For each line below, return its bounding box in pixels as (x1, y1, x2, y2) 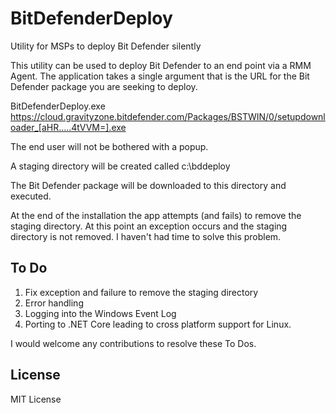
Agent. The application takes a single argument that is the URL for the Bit (10, 70, 310, 82)
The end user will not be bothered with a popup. (10, 140, 209, 152)
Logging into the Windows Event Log (24, 307, 177, 319)
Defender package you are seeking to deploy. (10, 80, 198, 92)
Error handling (24, 297, 84, 309)
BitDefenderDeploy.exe (10, 100, 106, 112)
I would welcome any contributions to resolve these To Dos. (10, 337, 257, 349)
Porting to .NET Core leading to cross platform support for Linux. (24, 318, 292, 330)
